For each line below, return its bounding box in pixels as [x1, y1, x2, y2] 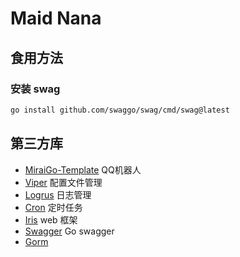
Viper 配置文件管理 [24, 176, 103, 188]
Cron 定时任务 [24, 201, 83, 213]
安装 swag [10, 82, 61, 96]
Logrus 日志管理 [24, 188, 92, 201]
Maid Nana [10, 7, 102, 30]
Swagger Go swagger [24, 225, 115, 237]
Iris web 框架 [24, 213, 78, 226]
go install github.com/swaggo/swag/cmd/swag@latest [10, 105, 230, 115]
